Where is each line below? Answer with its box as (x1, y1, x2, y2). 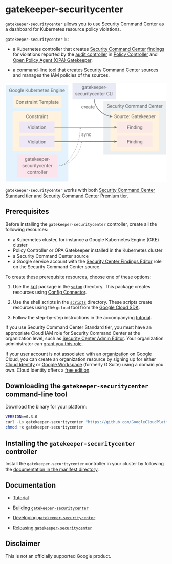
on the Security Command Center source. (12, 263, 101, 270)
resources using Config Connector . (12, 289, 87, 295)
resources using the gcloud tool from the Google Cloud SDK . (12, 304, 140, 310)
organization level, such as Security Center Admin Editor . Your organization (5, 335, 164, 341)
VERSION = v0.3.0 (5, 414, 38, 419)
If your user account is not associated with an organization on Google (5, 351, 152, 357)
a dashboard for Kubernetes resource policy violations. (5, 26, 121, 32)
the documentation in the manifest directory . (5, 466, 99, 473)
